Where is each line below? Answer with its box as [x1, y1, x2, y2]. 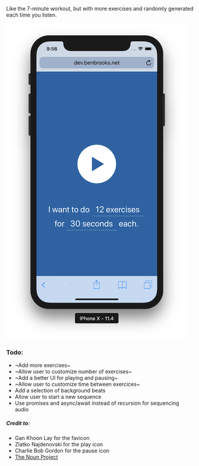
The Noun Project [14, 454, 58, 461]
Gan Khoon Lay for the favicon [14, 434, 90, 442]
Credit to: [6, 419, 30, 427]
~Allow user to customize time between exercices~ [14, 380, 141, 388]
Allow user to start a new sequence [14, 393, 102, 401]
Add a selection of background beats [14, 387, 106, 394]
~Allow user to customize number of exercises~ [14, 368, 132, 375]
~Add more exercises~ [14, 362, 71, 369]
